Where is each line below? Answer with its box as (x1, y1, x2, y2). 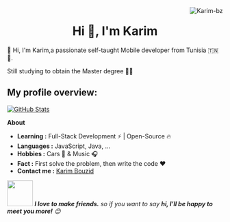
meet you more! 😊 (7, 207, 61, 215)
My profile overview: (7, 87, 98, 99)
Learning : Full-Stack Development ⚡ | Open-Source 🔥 (16, 132, 171, 140)
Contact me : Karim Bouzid (16, 166, 94, 175)
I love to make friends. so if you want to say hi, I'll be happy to (34, 199, 214, 208)
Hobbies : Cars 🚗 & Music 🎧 (16, 149, 99, 158)
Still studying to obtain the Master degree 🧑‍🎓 (7, 66, 133, 75)
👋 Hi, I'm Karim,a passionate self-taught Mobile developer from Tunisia (7, 46, 207, 54)
